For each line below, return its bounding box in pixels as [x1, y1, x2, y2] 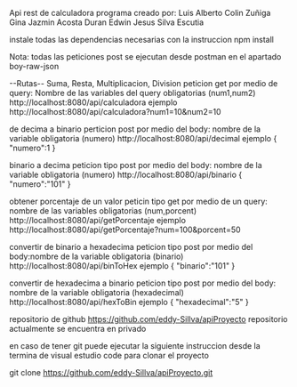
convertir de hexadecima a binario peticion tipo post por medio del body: [9, 278, 277, 288]
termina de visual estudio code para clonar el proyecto [9, 351, 209, 360]
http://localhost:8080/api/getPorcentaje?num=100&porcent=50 [9, 224, 242, 235]
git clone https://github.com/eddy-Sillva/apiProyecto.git [9, 367, 213, 377]
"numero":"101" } [9, 179, 71, 189]
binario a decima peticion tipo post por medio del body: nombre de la [9, 160, 262, 170]
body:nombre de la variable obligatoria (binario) [9, 251, 184, 262]
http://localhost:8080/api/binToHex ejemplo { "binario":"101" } [9, 261, 236, 270]
